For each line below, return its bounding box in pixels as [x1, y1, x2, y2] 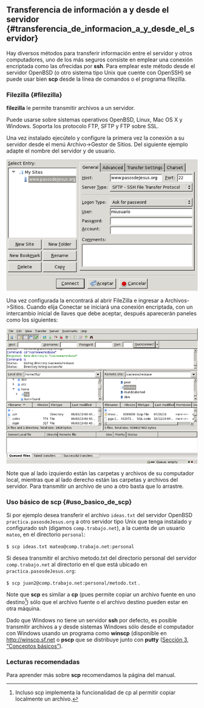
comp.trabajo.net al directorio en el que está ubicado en [6, 561, 148, 568]
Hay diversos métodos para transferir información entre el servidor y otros [6, 49, 192, 57]
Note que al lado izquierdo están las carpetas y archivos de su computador [6, 469, 194, 476]
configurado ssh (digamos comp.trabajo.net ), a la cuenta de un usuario [6, 524, 185, 532]
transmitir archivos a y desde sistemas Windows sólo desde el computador [6, 623, 194, 630]
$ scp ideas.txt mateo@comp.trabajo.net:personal [6, 544, 135, 550]
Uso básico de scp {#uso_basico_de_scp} [6, 498, 132, 506]
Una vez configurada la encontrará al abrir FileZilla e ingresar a [6, 297, 164, 304]
